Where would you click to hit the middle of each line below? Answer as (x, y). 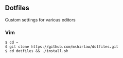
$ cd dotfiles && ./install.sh (37, 51)
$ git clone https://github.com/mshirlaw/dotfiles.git (62, 47)
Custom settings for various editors (40, 19)
